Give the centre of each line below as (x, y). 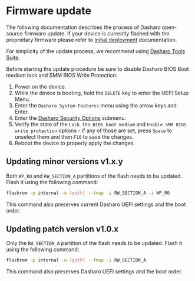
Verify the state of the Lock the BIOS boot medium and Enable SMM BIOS (100, 124)
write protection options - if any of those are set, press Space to (93, 130)
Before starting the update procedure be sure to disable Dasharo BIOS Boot (98, 68)
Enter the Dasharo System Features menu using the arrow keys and (95, 105)
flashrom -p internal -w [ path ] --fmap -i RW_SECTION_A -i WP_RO (88, 193)
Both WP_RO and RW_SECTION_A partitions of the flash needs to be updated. (94, 176)
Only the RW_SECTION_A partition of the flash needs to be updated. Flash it (94, 243)
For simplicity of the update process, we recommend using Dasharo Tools (96, 51)
